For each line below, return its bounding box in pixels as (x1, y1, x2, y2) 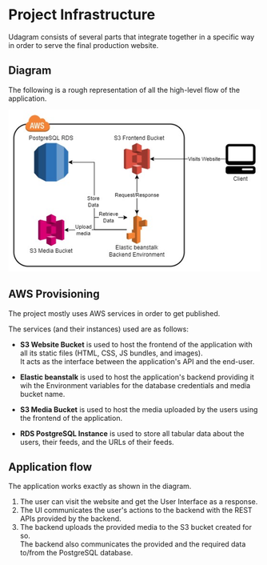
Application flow (8, 460, 93, 474)
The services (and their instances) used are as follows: (8, 324, 189, 334)
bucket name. (19, 389, 66, 399)
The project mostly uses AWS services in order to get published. (8, 308, 221, 318)
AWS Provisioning (8, 287, 100, 301)
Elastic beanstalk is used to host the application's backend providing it (19, 372, 254, 382)
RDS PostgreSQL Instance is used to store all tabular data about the (19, 428, 245, 438)
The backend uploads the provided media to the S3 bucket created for (19, 523, 252, 532)
